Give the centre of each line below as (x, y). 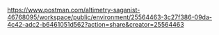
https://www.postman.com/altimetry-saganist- (74, 10)
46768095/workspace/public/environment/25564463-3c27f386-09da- (109, 17)
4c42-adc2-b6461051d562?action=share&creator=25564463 (96, 24)
